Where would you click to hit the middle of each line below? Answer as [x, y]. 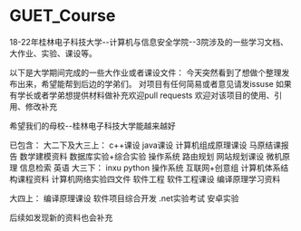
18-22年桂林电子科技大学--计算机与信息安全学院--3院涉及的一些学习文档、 [149, 42]
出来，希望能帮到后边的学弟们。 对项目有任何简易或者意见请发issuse [145, 83]
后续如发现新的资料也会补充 [61, 217]
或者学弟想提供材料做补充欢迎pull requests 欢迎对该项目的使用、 [154, 95]
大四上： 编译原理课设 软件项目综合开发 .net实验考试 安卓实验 [124, 198]
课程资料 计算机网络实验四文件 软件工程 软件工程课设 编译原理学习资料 [149, 178]
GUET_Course [63, 16]
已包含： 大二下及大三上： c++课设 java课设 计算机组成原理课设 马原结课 [145, 145]
